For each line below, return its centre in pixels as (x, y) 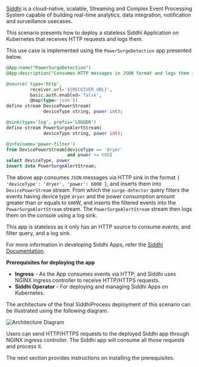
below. (14, 57)
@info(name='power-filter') (41, 144)
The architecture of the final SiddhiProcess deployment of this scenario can (98, 304)
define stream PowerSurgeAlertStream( (54, 128)
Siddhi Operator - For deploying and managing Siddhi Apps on (92, 287)
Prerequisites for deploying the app (51, 262)
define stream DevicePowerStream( (49, 106)
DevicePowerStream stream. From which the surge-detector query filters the (98, 190)
